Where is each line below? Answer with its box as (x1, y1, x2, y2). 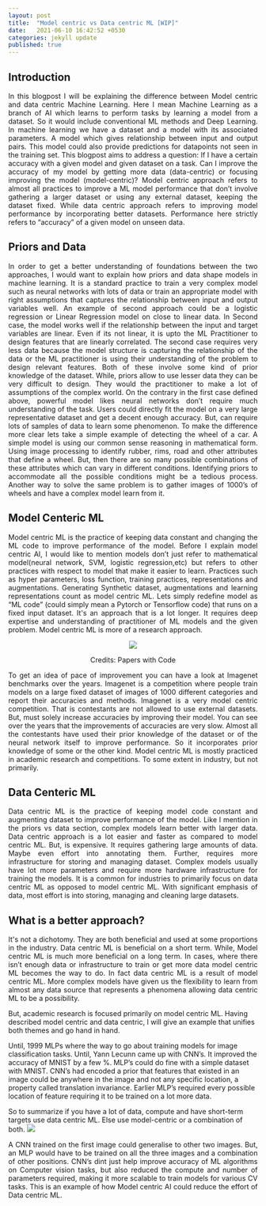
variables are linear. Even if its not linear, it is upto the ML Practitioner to (8, 328, 258, 338)
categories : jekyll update (8, 33, 97, 42)
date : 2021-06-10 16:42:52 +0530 (8, 26, 126, 34)
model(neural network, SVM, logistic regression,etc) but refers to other (8, 557, 258, 567)
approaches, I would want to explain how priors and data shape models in (8, 270, 258, 279)
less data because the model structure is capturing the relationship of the (8, 345, 258, 355)
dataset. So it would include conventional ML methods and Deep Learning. (8, 116, 258, 126)
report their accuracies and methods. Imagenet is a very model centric (8, 696, 258, 705)
